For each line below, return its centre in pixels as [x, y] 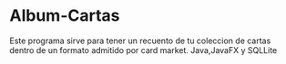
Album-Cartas [65, 16]
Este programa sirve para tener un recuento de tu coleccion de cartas [140, 41]
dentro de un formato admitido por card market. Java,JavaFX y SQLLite [143, 50]
